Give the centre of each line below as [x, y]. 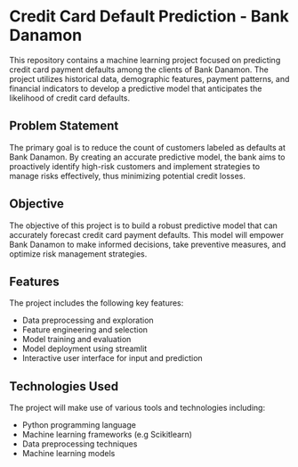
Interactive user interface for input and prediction [112, 358]
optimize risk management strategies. [78, 254]
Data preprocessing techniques [80, 444]
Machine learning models [68, 454]
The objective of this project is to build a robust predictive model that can [144, 225]
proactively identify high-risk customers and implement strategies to [135, 166]
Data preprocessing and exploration [88, 320]
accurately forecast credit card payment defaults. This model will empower [147, 234]
